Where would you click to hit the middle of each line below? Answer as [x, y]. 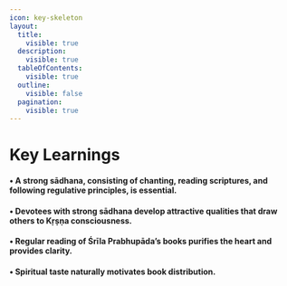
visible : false [54, 93]
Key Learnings [65, 155]
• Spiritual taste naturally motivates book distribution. [113, 272]
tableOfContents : [50, 69]
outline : [34, 85]
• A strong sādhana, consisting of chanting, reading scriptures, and [139, 181]
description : [42, 52]
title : [30, 34]
